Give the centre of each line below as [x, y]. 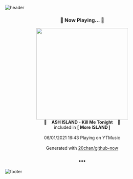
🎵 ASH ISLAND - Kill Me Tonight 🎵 [82, 122]
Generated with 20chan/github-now [82, 148]
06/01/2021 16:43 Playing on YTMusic [82, 138]
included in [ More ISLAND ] [82, 127]
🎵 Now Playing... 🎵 [82, 20]
